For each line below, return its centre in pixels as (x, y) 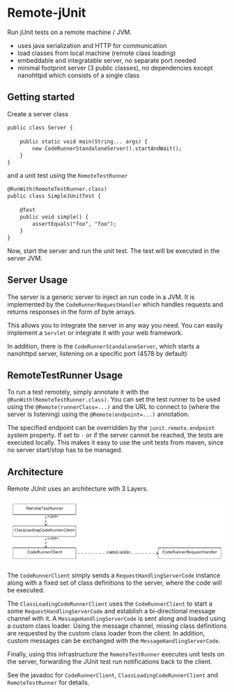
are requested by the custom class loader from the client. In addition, (106, 633)
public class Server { (40, 128)
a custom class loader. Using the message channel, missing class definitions (117, 626)
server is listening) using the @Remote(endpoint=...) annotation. (99, 414)
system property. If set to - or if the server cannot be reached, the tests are (115, 435)
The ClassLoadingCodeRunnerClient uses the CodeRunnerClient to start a (110, 603)
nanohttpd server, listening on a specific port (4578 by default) (97, 353)
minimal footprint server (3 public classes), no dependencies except (115, 68)
